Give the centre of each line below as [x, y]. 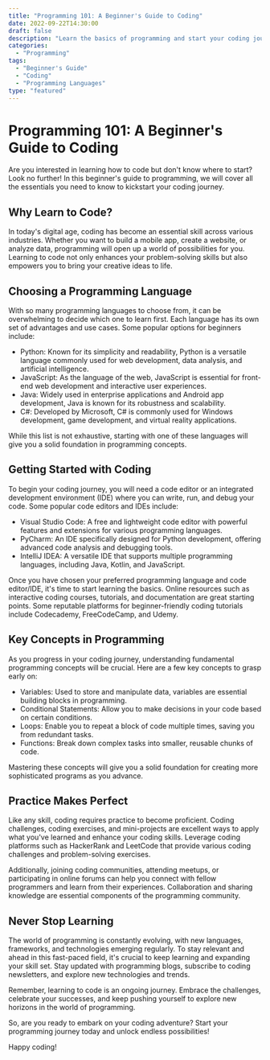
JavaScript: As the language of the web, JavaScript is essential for [130, 377]
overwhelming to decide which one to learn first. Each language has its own [134, 319]
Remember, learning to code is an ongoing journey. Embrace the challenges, [135, 990]
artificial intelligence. [54, 369]
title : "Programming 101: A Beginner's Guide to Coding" [106, 16]
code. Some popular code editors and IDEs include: [94, 506]
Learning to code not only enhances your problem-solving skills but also [128, 258]
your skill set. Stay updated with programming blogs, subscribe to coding [129, 966]
